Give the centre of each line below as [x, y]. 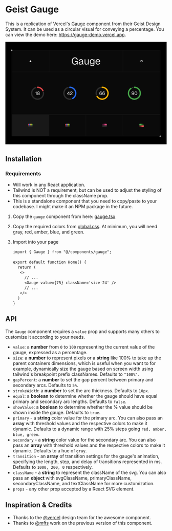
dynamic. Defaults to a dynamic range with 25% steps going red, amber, [90, 429]
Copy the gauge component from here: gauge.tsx [64, 216]
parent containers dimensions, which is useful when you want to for [84, 363]
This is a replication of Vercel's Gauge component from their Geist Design [83, 24]
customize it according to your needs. [45, 337]
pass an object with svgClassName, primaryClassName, [72, 478]
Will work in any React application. [49, 185]
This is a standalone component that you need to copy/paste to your [85, 201]
